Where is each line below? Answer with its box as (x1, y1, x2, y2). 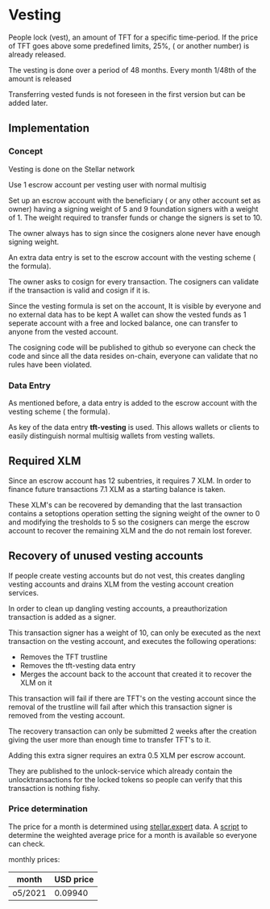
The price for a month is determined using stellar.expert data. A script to (8, 822, 248, 831)
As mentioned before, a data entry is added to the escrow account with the (8, 398, 258, 407)
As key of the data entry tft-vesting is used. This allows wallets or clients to (8, 422, 260, 431)
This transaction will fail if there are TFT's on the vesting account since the (8, 693, 256, 703)
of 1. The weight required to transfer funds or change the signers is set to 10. (8, 213, 263, 222)
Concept (8, 145, 43, 157)
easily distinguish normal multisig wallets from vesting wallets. (8, 431, 215, 440)
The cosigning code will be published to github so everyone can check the (8, 342, 256, 352)
